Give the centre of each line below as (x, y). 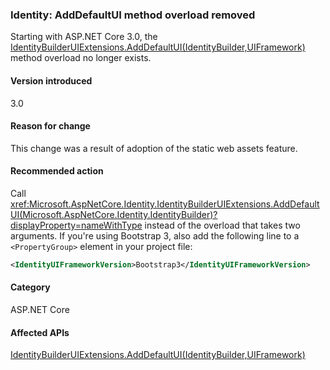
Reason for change (50, 126)
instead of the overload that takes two (222, 225)
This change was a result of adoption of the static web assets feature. (154, 148)
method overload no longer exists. (81, 58)
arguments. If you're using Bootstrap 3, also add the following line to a (155, 235)
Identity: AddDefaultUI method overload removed (133, 15)
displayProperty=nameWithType (76, 225)
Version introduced (51, 80)
